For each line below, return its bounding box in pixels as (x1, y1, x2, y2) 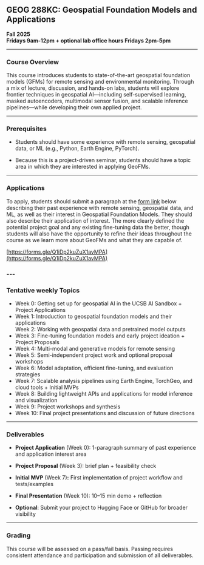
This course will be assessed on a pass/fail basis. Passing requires (6, 545, 173, 552)
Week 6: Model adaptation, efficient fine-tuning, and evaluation (15, 364, 174, 371)
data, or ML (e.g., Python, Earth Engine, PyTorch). (15, 145, 140, 152)
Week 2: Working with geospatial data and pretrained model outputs (15, 325, 186, 333)
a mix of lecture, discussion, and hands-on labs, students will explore (6, 84, 180, 92)
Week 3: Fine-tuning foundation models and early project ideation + (15, 332, 185, 339)
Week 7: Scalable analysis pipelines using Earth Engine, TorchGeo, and (15, 377, 193, 384)
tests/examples (15, 481, 53, 488)
